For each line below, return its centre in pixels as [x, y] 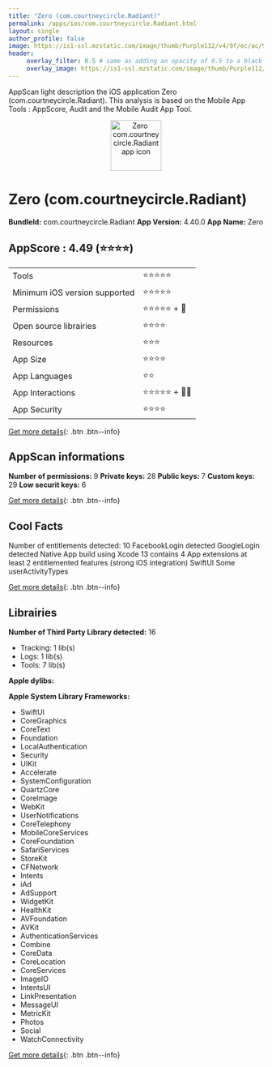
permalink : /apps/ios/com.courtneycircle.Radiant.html [103, 23]
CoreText [35, 729]
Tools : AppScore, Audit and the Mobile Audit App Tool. [100, 109]
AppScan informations [67, 457]
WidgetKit [37, 901]
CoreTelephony [45, 824]
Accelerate [38, 772]
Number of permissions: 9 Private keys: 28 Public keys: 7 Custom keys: [132, 476]
